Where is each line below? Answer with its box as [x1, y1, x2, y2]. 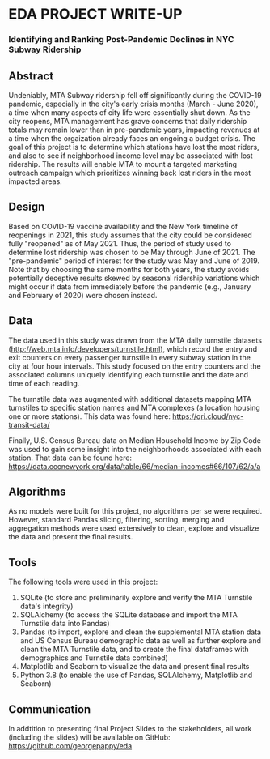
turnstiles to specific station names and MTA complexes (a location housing [8, 403, 260, 412]
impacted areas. [8, 176, 62, 186]
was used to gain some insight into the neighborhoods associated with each [8, 444, 262, 454]
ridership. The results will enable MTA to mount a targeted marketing [8, 159, 237, 168]
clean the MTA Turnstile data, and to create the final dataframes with [19, 645, 249, 655]
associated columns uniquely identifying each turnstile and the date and [8, 369, 249, 379]
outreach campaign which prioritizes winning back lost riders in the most [8, 168, 251, 177]
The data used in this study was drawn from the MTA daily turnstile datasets [8, 335, 263, 345]
